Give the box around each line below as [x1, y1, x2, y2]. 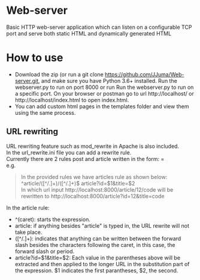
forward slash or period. [14, 248, 75, 255]
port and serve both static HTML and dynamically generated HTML [6, 29, 172, 37]
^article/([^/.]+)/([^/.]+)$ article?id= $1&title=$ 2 [20, 180, 135, 187]
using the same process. [14, 109, 76, 116]
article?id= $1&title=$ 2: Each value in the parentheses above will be [14, 254, 181, 261]
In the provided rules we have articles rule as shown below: [20, 173, 168, 180]
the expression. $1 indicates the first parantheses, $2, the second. [14, 267, 178, 274]
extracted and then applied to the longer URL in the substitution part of [14, 260, 190, 267]
